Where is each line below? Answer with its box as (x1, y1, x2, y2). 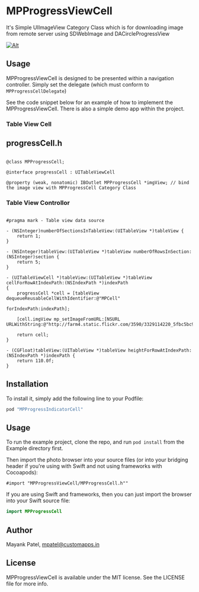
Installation (6, 379, 49, 390)
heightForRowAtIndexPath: (128, 347, 192, 353)
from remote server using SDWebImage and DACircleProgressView (6, 30, 170, 37)
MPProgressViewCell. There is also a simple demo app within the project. (6, 105, 185, 112)
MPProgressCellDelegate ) (6, 87, 67, 94)
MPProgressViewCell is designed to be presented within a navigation (6, 74, 174, 81)
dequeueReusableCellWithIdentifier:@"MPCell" (6, 295, 120, 301)
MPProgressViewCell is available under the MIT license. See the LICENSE (6, 574, 185, 581)
